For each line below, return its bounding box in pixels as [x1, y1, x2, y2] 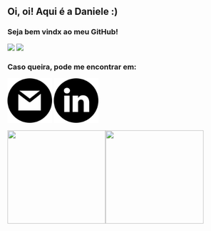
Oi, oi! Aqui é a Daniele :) [7, 6, 118, 18]
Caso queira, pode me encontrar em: [7, 62, 137, 72]
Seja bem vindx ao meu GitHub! [7, 27, 119, 37]
